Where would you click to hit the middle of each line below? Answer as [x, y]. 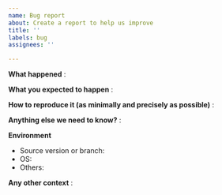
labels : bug [28, 37]
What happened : [37, 74]
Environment [30, 136]
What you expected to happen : [61, 90]
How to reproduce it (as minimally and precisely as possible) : [111, 105]
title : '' [24, 30]
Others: [32, 167]
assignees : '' [32, 45]
